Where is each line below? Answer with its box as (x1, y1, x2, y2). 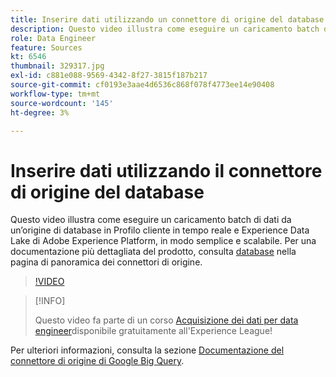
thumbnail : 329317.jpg (10, 61, 105, 71)
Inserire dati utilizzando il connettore (10, 159, 323, 182)
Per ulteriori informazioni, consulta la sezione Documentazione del (10, 344, 285, 356)
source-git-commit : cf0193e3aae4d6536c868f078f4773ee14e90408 (10, 80, 275, 90)
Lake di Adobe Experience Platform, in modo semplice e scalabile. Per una (10, 235, 317, 247)
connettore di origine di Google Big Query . (10, 355, 185, 367)
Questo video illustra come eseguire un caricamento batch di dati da (10, 214, 292, 226)
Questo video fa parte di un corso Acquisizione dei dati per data (34, 314, 299, 326)
